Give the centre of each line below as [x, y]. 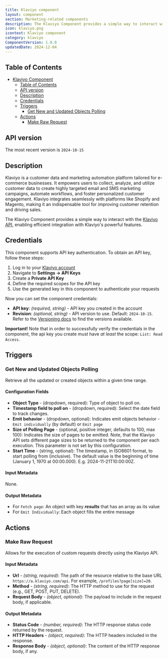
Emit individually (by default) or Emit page [57, 424]
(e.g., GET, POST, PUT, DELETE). [46, 591]
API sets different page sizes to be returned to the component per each [86, 440]
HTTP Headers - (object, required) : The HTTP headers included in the [85, 635]
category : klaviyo [24, 38]
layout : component [24, 15]
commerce [16, 183]
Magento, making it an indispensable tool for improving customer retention [82, 204]
